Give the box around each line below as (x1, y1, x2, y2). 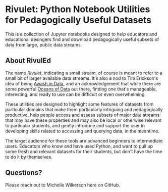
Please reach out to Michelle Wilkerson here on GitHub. (5, 182, 120, 188)
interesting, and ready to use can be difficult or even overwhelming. (5, 91, 146, 97)
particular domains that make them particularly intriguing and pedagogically (5, 106, 163, 112)
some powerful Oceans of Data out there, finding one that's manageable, (5, 86, 157, 92)
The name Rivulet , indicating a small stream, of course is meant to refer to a (5, 70, 162, 76)
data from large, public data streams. (5, 41, 82, 47)
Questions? (5, 168, 42, 177)
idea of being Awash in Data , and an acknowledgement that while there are (5, 80, 161, 86)
